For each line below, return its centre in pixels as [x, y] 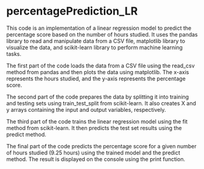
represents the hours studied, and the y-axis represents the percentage [96, 78]
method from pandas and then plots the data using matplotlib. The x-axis [98, 72]
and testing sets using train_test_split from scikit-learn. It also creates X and [101, 103]
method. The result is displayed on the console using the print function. [96, 159]
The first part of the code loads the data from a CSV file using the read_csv [100, 66]
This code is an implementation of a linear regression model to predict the [99, 28]
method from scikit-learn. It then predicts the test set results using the [94, 128]
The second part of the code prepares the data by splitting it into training [98, 97]
